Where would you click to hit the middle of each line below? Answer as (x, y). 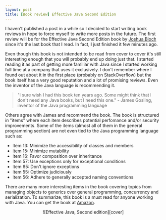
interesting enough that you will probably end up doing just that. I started (79, 59)
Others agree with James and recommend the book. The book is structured (82, 115)
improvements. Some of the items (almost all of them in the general (74, 125)
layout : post (19, 10)
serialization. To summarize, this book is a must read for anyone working (79, 197)
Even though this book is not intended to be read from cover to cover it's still (83, 54)
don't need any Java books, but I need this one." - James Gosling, (85, 100)
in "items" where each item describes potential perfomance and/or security (82, 120)
